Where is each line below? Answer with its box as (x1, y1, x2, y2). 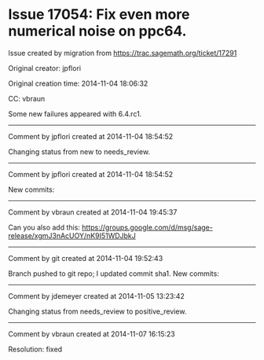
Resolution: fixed (8, 344, 63, 354)
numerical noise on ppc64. (8, 22, 187, 40)
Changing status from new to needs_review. (8, 147, 151, 156)
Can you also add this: (8, 222, 81, 232)
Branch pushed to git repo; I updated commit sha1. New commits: (8, 269, 220, 278)
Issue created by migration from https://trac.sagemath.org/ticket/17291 (8, 48, 237, 57)
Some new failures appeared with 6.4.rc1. (8, 108, 142, 119)
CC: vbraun (8, 94, 46, 103)
